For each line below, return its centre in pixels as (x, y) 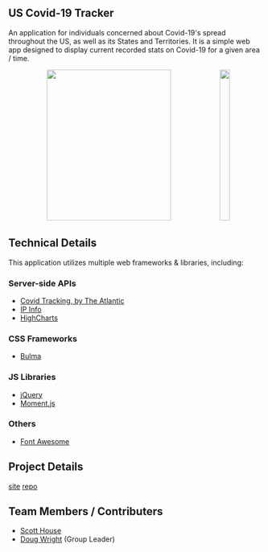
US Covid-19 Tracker (61, 13)
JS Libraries (32, 377)
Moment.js (37, 403)
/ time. (19, 58)
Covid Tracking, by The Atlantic (72, 300)
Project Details (46, 467)
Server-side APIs (42, 283)
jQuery (31, 394)
